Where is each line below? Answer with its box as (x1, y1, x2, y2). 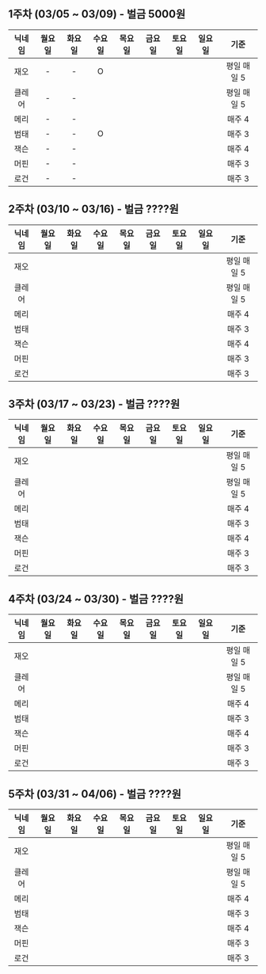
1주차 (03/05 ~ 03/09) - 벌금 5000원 (8, 7, 186, 21)
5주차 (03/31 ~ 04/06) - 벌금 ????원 (8, 787, 182, 801)
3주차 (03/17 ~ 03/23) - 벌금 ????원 (8, 398, 180, 411)
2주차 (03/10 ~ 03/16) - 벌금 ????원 (8, 203, 180, 216)
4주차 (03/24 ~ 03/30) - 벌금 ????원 (8, 592, 184, 606)
